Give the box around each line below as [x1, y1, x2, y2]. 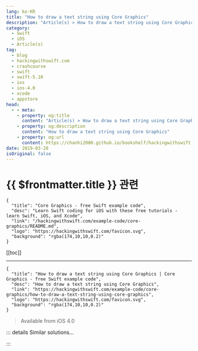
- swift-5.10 [11, 74, 44, 80]
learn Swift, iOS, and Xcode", [6, 213, 83, 219]
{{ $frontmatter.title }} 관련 [6, 178, 138, 191]
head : [6, 101, 19, 108]
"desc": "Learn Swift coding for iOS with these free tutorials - [11, 208, 178, 214]
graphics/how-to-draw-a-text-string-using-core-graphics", [6, 292, 154, 297]
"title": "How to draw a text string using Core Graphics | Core [11, 271, 176, 277]
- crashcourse [11, 63, 46, 69]
